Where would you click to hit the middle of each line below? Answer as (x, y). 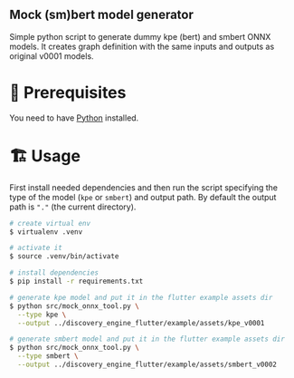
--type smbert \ (48, 356)
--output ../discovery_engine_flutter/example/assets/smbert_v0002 (147, 365)
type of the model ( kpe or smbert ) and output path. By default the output (143, 197)
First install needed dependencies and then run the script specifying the (144, 187)
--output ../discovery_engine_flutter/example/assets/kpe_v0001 (141, 323)
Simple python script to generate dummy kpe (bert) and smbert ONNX (140, 36)
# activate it (36, 248)
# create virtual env (50, 223)
